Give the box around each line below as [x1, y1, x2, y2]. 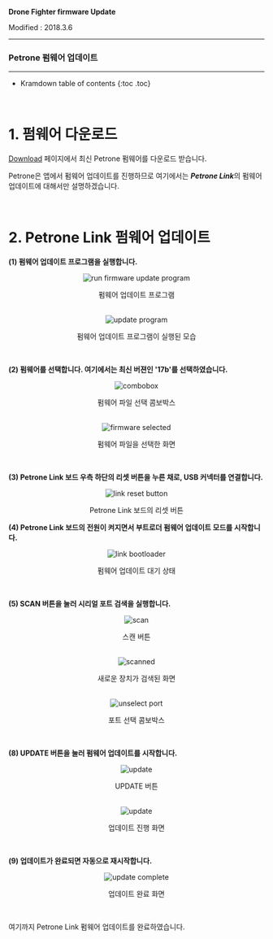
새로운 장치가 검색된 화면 [97, 674, 176, 684]
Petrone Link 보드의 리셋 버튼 [89, 506, 184, 515]
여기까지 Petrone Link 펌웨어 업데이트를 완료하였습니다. [8, 922, 185, 932]
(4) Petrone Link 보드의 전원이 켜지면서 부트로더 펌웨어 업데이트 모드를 [8, 523, 233, 533]
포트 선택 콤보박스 [108, 715, 165, 725]
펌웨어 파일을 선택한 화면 [97, 439, 176, 450]
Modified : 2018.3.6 [8, 23, 73, 32]
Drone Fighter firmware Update [8, 7, 116, 16]
